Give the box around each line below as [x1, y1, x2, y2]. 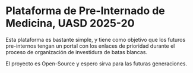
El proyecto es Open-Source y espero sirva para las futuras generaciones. [5, 60, 188, 67]
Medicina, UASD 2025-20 [5, 16, 135, 30]
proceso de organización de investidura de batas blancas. [5, 48, 148, 55]
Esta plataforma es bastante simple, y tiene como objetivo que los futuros [5, 36, 186, 43]
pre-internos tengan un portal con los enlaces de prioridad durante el [5, 42, 175, 49]
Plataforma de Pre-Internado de [5, 4, 166, 18]
